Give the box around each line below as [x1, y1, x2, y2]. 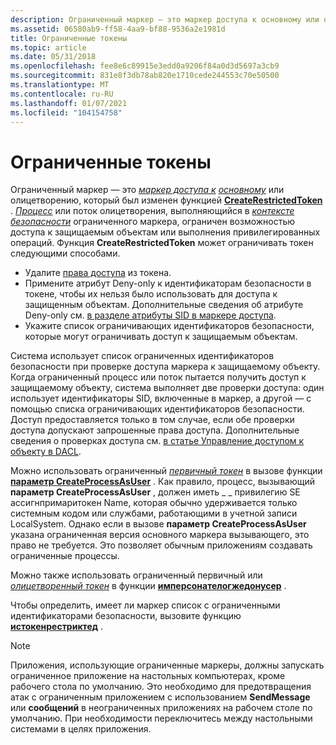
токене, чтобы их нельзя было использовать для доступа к [24, 288, 278, 300]
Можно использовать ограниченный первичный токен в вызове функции [10, 465, 323, 477]
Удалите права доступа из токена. [24, 267, 172, 279]
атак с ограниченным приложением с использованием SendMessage [10, 691, 311, 703]
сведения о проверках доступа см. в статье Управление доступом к [10, 435, 305, 447]
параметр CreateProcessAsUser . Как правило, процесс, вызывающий [10, 476, 315, 488]
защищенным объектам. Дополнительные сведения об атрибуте [24, 299, 304, 311]
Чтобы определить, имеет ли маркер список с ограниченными [10, 599, 281, 611]
